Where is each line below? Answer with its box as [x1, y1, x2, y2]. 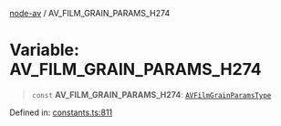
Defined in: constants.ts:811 [9, 107, 113, 118]
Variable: [9, 40, 80, 60]
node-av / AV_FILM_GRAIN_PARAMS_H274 [9, 8, 171, 18]
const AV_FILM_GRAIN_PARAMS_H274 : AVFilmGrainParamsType [31, 89, 272, 100]
